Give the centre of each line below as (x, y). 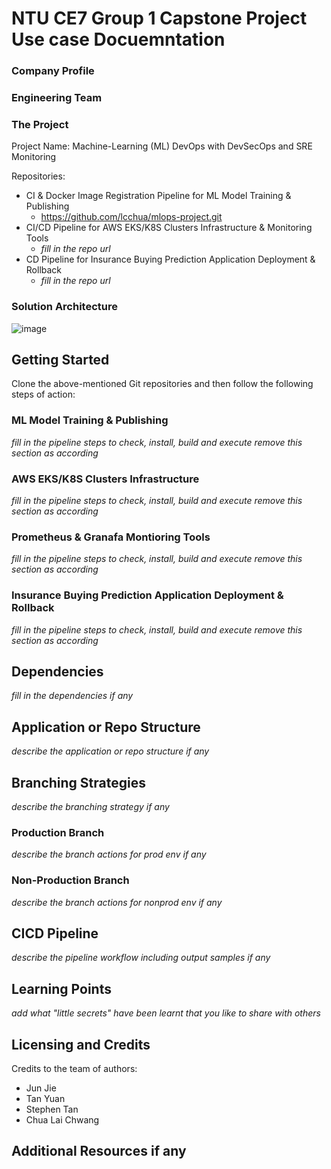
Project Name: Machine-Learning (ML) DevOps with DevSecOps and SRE (162, 146)
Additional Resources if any (99, 1151)
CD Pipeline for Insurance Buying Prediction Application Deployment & (170, 259)
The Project (40, 124)
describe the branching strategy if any (90, 807)
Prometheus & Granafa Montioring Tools (111, 537)
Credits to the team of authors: (74, 1069)
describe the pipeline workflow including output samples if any (141, 958)
